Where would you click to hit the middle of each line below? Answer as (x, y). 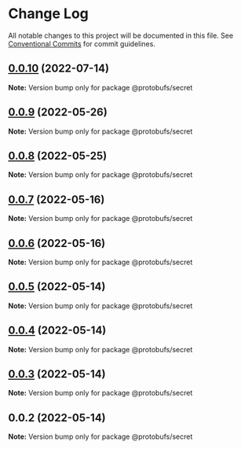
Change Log (48, 14)
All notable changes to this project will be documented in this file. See (121, 35)
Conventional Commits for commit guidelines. (82, 43)
